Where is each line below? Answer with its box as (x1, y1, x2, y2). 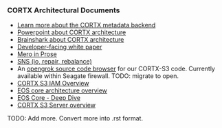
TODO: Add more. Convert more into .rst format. (7, 114, 143, 123)
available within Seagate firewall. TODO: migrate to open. (16, 72, 179, 80)
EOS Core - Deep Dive (16, 94, 81, 102)
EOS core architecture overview (16, 86, 108, 94)
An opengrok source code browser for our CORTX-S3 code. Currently (16, 64, 215, 73)
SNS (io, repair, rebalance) (16, 57, 93, 66)
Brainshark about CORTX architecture (16, 36, 124, 44)
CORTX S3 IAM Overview (16, 79, 89, 88)
